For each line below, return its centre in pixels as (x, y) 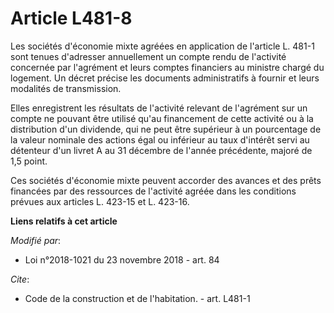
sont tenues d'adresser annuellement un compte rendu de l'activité (148, 56)
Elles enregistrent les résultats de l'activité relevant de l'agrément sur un (159, 108)
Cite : (20, 279)
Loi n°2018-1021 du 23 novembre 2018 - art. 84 (122, 259)
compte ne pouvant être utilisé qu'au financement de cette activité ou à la (162, 118)
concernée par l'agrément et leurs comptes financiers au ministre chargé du (167, 67)
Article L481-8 (71, 18)
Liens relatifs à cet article (64, 221)
